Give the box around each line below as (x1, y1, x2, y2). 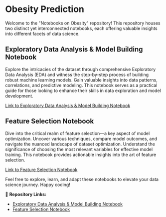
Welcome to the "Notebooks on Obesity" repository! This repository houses (5, 20, 161, 26)
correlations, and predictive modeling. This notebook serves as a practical (5, 82, 158, 88)
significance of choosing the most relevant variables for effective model (5, 146, 153, 152)
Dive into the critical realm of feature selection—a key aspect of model (5, 130, 150, 136)
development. (5, 92, 33, 98)
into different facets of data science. (5, 30, 80, 36)
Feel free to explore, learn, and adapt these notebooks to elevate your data (5, 176, 159, 182)
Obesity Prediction (5, 3, 85, 15)
